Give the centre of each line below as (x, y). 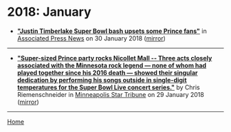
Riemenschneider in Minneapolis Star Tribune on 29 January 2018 (110, 94)
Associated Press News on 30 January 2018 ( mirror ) (91, 38)
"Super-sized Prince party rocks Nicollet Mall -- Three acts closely (114, 58)
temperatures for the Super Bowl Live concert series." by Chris (109, 87)
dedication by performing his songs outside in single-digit (102, 80)
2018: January (49, 12)
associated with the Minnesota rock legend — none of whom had (112, 65)
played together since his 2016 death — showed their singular (107, 72)
